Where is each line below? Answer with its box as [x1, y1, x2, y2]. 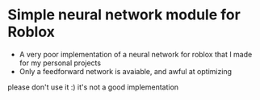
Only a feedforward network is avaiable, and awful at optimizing [19, 66, 232, 76]
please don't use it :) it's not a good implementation [7, 82, 179, 92]
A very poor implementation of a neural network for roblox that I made [19, 49, 253, 59]
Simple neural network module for [7, 6, 241, 24]
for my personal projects [19, 58, 102, 68]
